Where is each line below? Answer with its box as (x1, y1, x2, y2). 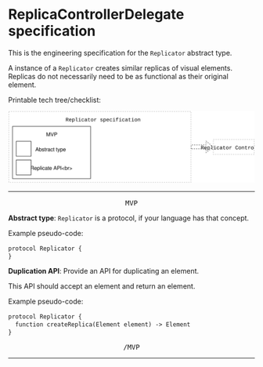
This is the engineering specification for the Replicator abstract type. (8, 48, 232, 57)
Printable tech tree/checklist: (8, 95, 102, 104)
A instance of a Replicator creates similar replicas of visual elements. (8, 63, 233, 72)
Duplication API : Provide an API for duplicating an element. (8, 266, 200, 275)
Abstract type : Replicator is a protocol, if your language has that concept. (8, 213, 249, 223)
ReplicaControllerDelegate (8, 5, 185, 24)
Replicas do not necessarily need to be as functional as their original (8, 71, 229, 81)
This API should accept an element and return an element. (8, 281, 196, 291)
